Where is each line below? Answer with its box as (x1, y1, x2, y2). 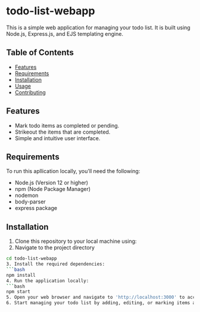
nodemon (14, 192, 39, 199)
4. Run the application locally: (6, 277, 89, 284)
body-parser (14, 198, 46, 205)
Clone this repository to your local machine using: (14, 237, 137, 245)
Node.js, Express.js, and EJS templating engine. (6, 30, 124, 37)
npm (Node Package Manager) (14, 186, 91, 193)
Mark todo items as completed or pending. (14, 122, 120, 129)
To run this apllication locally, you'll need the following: (6, 168, 140, 175)
